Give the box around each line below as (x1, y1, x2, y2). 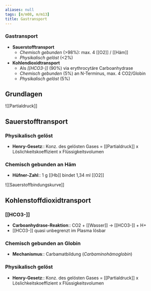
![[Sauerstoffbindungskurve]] (5, 182, 65, 188)
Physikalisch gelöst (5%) (19, 75, 71, 82)
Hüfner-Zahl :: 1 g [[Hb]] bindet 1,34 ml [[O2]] (12, 172, 105, 178)
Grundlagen (5, 90, 43, 98)
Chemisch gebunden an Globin (5, 240, 81, 247)
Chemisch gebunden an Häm (5, 161, 76, 168)
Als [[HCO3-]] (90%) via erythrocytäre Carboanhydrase (19, 65, 133, 71)
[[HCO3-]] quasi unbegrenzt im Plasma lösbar (12, 228, 106, 234)
